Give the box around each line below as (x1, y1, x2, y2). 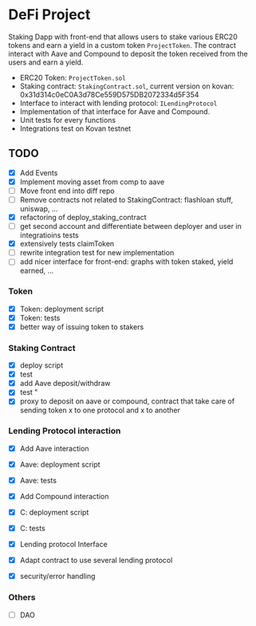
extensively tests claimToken (19, 239, 115, 249)
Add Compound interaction (19, 491, 109, 501)
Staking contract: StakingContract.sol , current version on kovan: (19, 81, 234, 91)
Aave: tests (19, 475, 57, 485)
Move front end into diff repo (19, 186, 115, 195)
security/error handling (19, 572, 96, 581)
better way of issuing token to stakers (19, 321, 144, 332)
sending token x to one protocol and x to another (19, 405, 181, 415)
